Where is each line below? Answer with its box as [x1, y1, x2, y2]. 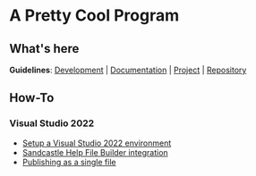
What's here [9, 41, 80, 56]
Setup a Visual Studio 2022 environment [21, 138, 172, 148]
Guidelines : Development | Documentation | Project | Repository [9, 64, 247, 75]
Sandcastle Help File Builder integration [21, 147, 168, 157]
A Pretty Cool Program [9, 5, 180, 26]
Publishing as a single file [21, 156, 116, 167]
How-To [9, 90, 55, 105]
